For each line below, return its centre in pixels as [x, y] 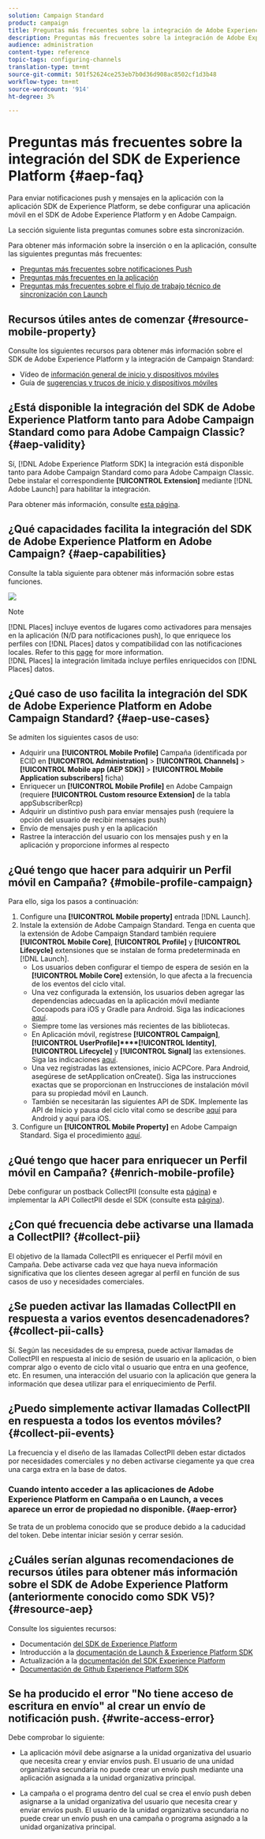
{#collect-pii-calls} [56, 1331]
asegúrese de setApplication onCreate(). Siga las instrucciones [134, 1077]
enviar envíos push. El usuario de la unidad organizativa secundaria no [134, 1810]
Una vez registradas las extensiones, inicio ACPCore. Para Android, [141, 1068]
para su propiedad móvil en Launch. [90, 1093]
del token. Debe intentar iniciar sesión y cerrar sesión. [96, 1534]
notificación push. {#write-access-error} [112, 1718]
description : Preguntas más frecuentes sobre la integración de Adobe [127, 38]
